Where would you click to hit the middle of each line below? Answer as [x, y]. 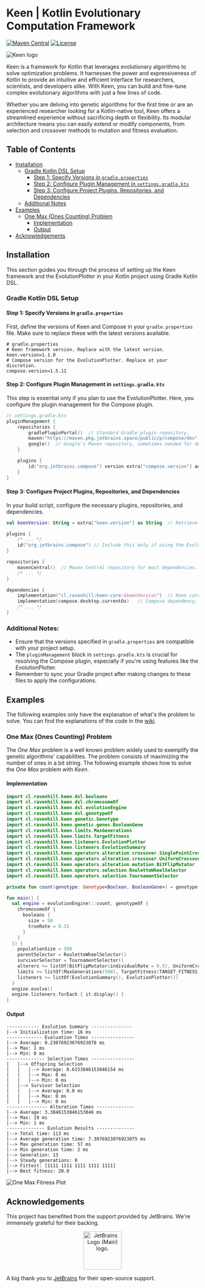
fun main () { [23, 898]
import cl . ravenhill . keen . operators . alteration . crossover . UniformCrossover [105, 859]
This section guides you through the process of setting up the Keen [91, 269]
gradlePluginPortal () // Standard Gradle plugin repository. [109, 433]
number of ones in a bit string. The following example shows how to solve [99, 763]
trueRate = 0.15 [49, 926]
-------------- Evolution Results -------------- [71, 1129]
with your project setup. [45, 648]
